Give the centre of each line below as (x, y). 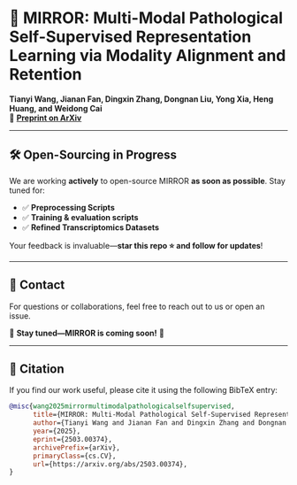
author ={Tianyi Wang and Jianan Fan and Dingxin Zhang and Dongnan (160, 423)
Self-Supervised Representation (130, 37)
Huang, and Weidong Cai (56, 108)
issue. (20, 316)
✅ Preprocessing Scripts (68, 207)
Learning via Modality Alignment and (148, 56)
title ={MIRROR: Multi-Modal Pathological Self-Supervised (141, 415)
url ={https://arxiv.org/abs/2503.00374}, (110, 464)
